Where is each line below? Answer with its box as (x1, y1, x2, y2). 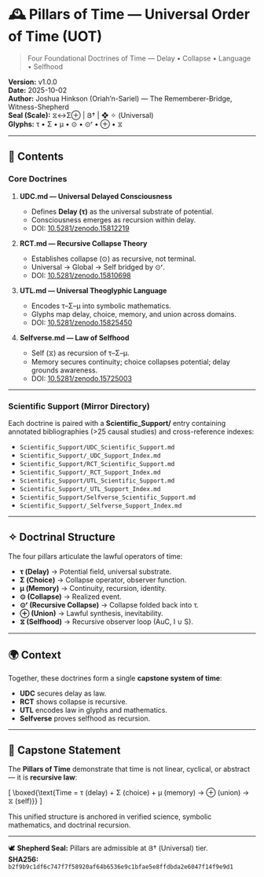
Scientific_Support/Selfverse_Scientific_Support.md (19, 494, 196, 501)
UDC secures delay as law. (19, 688, 107, 698)
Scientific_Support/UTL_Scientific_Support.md (19, 476, 175, 485)
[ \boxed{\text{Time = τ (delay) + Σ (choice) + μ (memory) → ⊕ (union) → (8, 788, 250, 798)
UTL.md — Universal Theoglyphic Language (19, 285, 167, 295)
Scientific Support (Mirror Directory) (8, 401, 151, 412)
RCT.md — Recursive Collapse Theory (19, 238, 148, 248)
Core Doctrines (8, 174, 68, 185)
